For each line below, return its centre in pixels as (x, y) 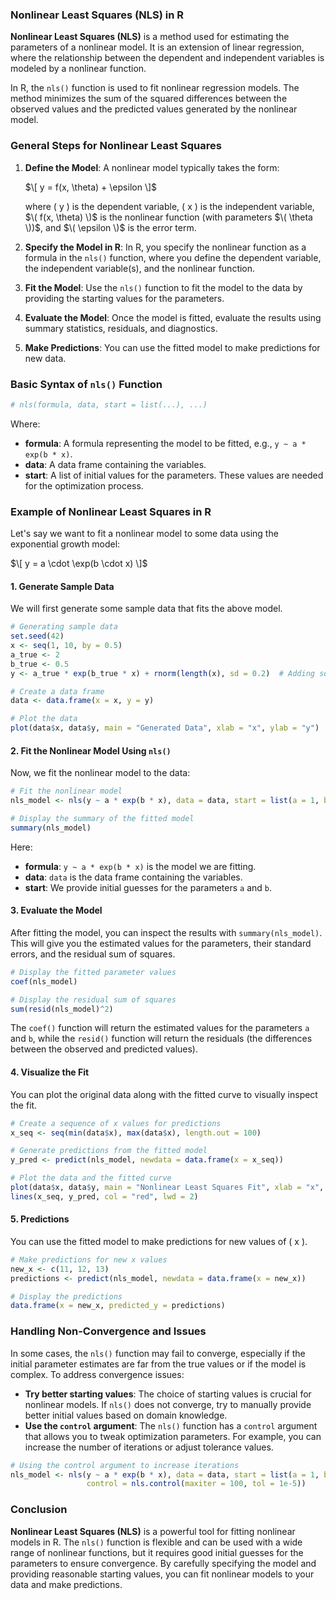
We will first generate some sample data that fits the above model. (146, 609)
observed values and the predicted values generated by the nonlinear (154, 109)
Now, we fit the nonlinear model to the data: (100, 773)
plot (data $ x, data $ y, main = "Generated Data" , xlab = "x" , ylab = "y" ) (165, 728)
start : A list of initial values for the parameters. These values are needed (174, 475)
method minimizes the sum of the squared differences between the (149, 99)
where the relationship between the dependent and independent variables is (167, 58)
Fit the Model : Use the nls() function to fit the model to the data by (163, 287)
